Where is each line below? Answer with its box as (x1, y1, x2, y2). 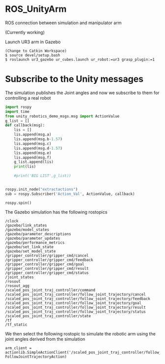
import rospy (5, 105, 32, 109)
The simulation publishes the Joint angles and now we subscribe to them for (5, 90, 160, 96)
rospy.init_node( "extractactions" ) (5, 186, 78, 192)
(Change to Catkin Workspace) (5, 48, 67, 53)
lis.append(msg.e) (14, 150, 52, 155)
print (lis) (14, 164, 36, 169)
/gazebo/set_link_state (5, 245, 54, 250)
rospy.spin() (5, 200, 32, 205)
